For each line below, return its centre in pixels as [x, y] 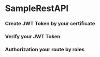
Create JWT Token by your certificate [50, 24]
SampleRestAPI [37, 8]
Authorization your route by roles [45, 49]
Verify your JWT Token [33, 37]
